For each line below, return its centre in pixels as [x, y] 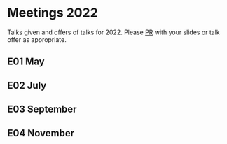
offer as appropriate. [37, 39]
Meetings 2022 [53, 13]
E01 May [26, 62]
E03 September [42, 109]
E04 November [41, 133]
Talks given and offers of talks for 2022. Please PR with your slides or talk [114, 32]
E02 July [27, 85]
